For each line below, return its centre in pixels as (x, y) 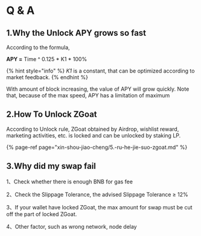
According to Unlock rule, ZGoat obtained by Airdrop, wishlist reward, (93, 129)
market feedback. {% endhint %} (47, 77)
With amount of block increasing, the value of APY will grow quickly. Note (98, 89)
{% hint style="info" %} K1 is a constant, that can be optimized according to (101, 71)
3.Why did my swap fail (51, 166)
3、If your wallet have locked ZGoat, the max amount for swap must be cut (99, 207)
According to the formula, (38, 47)
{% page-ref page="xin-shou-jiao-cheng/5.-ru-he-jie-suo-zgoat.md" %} (97, 147)
